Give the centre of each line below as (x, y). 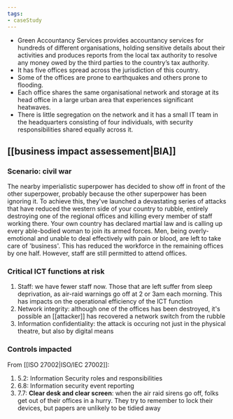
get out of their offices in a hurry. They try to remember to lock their (115, 400)
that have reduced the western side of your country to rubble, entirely (108, 209)
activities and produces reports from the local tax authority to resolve (117, 55)
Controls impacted (40, 349)
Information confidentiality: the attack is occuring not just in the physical (121, 324)
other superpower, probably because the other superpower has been (107, 194)
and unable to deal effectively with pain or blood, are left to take (129, 239)
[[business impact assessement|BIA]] (92, 151)
